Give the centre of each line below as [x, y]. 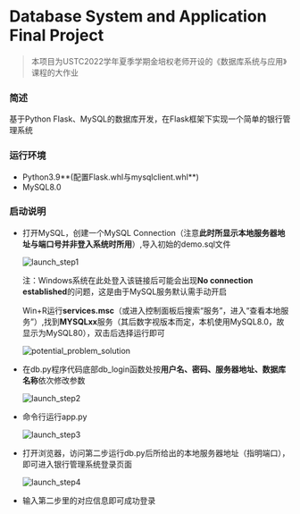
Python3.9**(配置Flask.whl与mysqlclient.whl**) [110, 177]
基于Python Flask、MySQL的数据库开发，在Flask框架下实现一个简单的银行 [146, 119]
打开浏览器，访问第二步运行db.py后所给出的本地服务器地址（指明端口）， [156, 452]
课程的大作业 [54, 72]
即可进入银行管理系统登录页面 [77, 464]
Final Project [57, 35]
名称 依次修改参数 [54, 380]
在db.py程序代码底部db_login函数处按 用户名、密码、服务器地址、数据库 [154, 369]
